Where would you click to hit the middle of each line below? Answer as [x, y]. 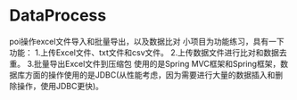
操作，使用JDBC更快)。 [60, 86]
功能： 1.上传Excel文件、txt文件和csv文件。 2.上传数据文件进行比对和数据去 [148, 52]
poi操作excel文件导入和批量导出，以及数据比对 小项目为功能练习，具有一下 [147, 41]
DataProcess [58, 16]
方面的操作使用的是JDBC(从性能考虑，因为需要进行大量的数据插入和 [150, 75]
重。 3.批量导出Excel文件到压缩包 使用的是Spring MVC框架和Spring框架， [145, 63]
